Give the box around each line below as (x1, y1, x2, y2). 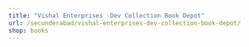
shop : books (8, 26, 49, 34)
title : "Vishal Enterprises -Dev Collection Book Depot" (8, 11, 205, 20)
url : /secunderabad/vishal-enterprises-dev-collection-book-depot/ (8, 19, 242, 27)
